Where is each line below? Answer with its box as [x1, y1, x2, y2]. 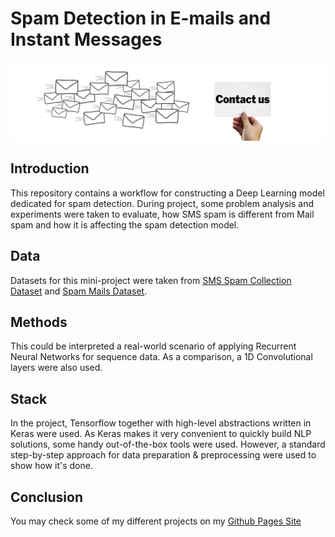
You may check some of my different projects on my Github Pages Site [10, 515, 302, 527]
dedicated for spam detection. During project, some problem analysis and [10, 197, 314, 209]
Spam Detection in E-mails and [10, 7, 272, 30]
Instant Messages [10, 28, 163, 51]
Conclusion [10, 488, 84, 506]
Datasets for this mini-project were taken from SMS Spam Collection [10, 274, 292, 286]
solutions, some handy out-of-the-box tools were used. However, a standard [10, 438, 326, 451]
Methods [10, 313, 68, 331]
